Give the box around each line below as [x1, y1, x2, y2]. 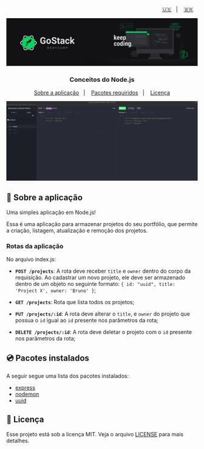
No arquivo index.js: [6, 256, 56, 263]
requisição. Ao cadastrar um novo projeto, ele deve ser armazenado [15, 274, 186, 281]
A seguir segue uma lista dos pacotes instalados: [6, 372, 129, 379]
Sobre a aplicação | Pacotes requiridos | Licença [33, 89, 171, 96]
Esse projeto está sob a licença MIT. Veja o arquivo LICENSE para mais [6, 430, 184, 437]
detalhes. [6, 437, 30, 444]
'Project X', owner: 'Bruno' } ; [15, 287, 96, 294]
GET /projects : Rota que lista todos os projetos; [15, 299, 135, 306]
